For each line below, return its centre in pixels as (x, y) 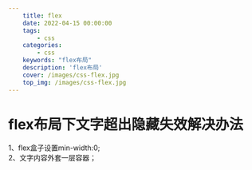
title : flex (42, 16)
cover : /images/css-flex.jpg (71, 75)
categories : (42, 45)
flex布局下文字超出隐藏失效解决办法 (126, 124)
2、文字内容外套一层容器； (53, 158)
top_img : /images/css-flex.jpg (75, 82)
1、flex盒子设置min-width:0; (54, 148)
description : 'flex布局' (63, 68)
